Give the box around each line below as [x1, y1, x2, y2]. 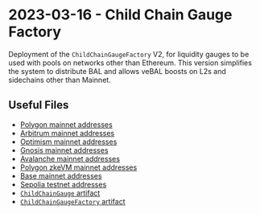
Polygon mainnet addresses [19, 119, 113, 130]
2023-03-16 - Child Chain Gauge [8, 6, 233, 24]
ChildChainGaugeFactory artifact [19, 196, 126, 206]
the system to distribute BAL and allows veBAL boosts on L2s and [8, 66, 227, 76]
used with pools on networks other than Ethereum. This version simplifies [8, 58, 252, 68]
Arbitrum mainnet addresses [19, 128, 115, 138]
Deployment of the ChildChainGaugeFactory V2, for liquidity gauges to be [8, 49, 250, 59]
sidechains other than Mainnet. [8, 75, 111, 84]
